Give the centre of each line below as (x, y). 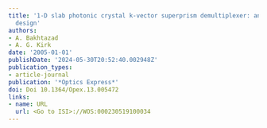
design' (28, 23)
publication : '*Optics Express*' (64, 82)
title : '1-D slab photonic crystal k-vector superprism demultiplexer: (129, 16)
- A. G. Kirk (30, 45)
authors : (23, 30)
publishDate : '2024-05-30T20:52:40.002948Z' (83, 60)
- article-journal (39, 75)
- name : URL (28, 104)
